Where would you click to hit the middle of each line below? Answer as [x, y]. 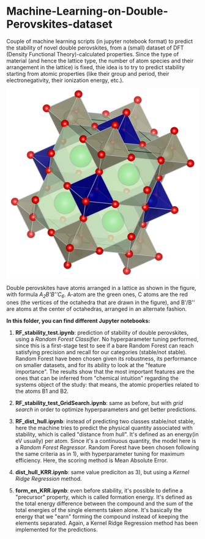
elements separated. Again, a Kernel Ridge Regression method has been [106, 523]
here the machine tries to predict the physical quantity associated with [104, 428]
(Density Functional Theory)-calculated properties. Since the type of [93, 54]
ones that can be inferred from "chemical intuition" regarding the [97, 378]
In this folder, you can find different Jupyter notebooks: [78, 321]
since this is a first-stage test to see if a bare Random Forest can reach [104, 345]
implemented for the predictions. [56, 529]
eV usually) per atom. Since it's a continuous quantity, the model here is [106, 440]
